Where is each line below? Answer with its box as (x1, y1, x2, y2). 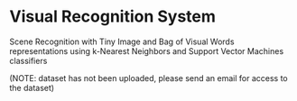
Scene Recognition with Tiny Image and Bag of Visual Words (9, 36, 235, 47)
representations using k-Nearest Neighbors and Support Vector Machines (9, 45, 284, 56)
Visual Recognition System (9, 6, 217, 27)
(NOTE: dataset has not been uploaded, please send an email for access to (9, 72, 289, 83)
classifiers (9, 55, 48, 66)
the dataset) (9, 82, 55, 93)
